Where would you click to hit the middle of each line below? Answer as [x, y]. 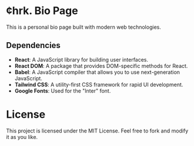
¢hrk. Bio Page [42, 11]
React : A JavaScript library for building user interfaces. [81, 59]
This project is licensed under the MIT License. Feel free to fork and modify [97, 131]
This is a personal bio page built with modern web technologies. [84, 27]
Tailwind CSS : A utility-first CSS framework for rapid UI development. [99, 84]
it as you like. [22, 137]
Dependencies [33, 45]
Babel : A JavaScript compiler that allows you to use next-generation [97, 72]
